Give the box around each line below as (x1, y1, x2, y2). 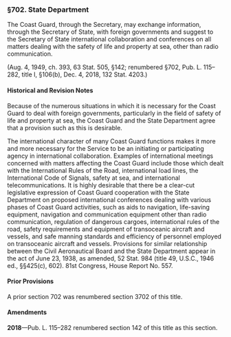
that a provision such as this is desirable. (7, 123, 122, 132)
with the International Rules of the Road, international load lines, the (7, 166, 199, 174)
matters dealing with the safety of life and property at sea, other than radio (7, 43, 219, 51)
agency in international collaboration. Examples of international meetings (7, 152, 214, 160)
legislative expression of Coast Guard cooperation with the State (7, 188, 190, 196)
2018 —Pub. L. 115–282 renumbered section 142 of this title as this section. (7, 323, 218, 331)
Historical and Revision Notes (7, 86, 93, 94)
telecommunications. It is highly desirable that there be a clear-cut (7, 181, 195, 189)
